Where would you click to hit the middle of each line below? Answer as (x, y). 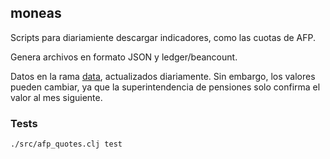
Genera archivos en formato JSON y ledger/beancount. (124, 57)
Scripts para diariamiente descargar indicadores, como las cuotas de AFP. (163, 37)
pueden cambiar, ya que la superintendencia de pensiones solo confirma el (165, 87)
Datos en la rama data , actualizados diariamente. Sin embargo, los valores (163, 76)
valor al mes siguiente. (56, 97)
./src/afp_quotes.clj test (66, 144)
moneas (36, 13)
